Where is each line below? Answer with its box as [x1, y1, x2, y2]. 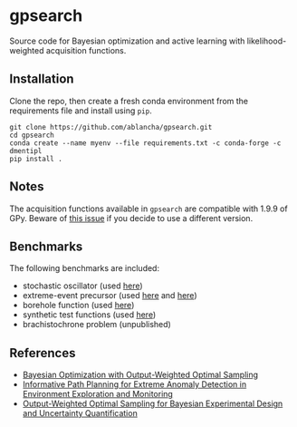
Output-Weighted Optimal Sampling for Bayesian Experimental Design [22, 398, 283, 409]
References [9, 345, 76, 361]
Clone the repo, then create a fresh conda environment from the [9, 95, 249, 106]
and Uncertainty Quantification [22, 408, 138, 419]
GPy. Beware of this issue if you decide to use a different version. [9, 212, 254, 223]
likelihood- [246, 35, 287, 46]
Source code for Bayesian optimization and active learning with [9, 35, 245, 46]
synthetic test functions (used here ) [22, 309, 157, 320]
